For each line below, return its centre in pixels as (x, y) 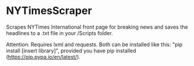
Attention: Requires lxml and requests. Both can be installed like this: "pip (94, 44)
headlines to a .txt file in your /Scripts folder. (59, 33)
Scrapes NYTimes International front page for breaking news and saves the (97, 27)
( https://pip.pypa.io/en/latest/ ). (43, 57)
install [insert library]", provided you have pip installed (71, 50)
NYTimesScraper (49, 11)
